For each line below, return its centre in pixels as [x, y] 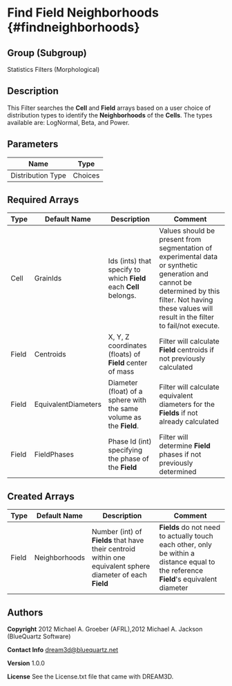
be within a [177, 553]
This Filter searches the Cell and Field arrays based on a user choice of [109, 108]
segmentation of [186, 248]
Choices [86, 175]
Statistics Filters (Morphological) [54, 69]
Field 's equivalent [188, 580]
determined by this [190, 292]
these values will [186, 309]
